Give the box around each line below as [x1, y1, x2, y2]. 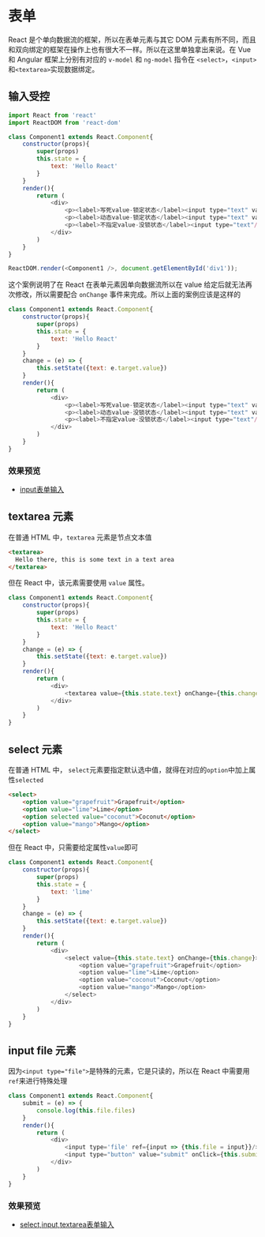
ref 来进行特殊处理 [8, 1076, 68, 1086]
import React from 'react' [8, 111, 97, 119]
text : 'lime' [50, 888, 93, 896]
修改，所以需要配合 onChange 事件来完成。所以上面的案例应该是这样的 [14, 290, 241, 299]
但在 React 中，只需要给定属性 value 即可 [8, 843, 139, 852]
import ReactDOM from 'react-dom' [8, 118, 122, 126]
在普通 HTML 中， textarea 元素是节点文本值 [8, 532, 152, 542]
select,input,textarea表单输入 [19, 1220, 114, 1229]
